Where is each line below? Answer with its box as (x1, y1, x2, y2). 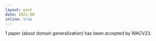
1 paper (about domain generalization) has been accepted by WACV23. (5, 30, 151, 36)
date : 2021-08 (5, 12, 35, 17)
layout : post (5, 7, 32, 12)
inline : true (5, 16, 32, 21)
